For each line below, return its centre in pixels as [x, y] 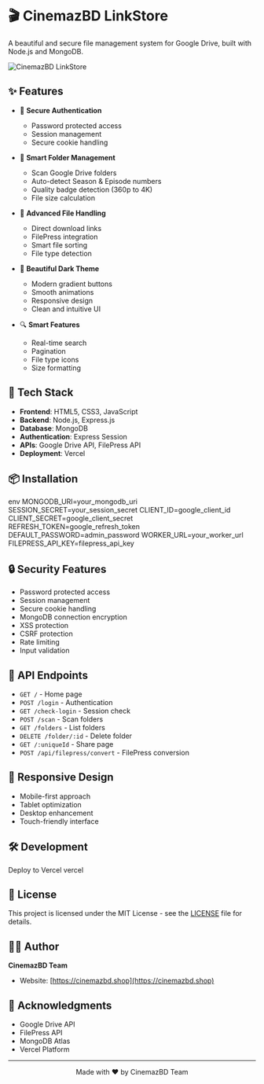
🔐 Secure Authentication [60, 110]
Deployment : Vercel [52, 453]
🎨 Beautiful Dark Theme [59, 268]
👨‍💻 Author [34, 946]
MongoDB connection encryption [73, 617]
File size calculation [63, 197]
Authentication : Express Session [73, 436]
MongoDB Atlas [45, 1041]
